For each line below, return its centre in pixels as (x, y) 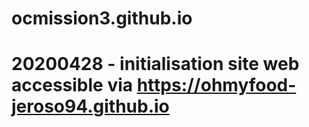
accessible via (72, 85)
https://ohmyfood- (216, 85)
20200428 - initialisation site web (155, 64)
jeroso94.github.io (90, 106)
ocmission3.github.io (102, 18)
